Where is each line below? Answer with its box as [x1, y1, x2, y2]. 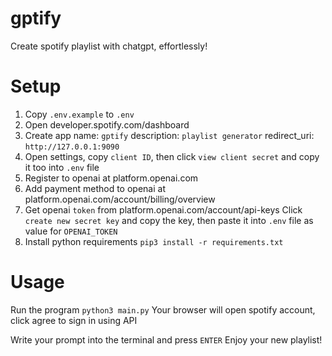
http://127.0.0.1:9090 [24, 142, 120, 152]
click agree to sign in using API [10, 314, 138, 326]
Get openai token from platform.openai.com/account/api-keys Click [24, 203, 303, 216]
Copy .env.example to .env [24, 108, 135, 120]
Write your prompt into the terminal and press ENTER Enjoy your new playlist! [10, 333, 323, 346]
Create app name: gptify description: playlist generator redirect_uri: [24, 129, 315, 141]
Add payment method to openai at [24, 182, 166, 194]
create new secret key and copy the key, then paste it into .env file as [24, 214, 314, 226]
